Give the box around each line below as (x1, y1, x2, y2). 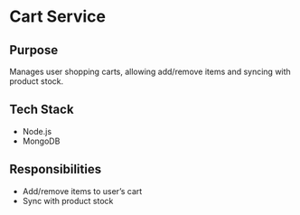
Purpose (9, 42, 59, 58)
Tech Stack (9, 102, 74, 117)
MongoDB (22, 136, 61, 146)
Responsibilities (9, 162, 102, 177)
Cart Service (9, 6, 107, 27)
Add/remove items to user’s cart (22, 185, 143, 196)
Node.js (22, 126, 52, 136)
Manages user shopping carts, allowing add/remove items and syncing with (9, 66, 291, 77)
